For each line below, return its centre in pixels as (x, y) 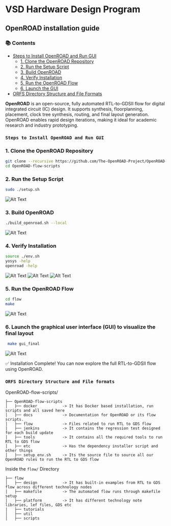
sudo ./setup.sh (22, 190)
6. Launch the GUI (39, 88)
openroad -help (21, 266)
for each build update (29, 433)
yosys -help (18, 261)
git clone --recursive (29, 161)
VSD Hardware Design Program (73, 9)
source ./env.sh (22, 256)
